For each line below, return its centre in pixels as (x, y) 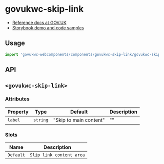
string (41, 120)
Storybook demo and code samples (48, 27)
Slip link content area (58, 155)
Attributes (17, 99)
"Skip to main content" (79, 120)
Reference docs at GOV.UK (39, 23)
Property (18, 112)
